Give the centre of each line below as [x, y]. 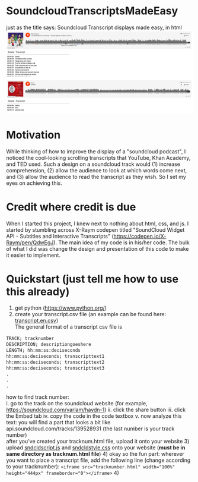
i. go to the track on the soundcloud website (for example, [77, 404]
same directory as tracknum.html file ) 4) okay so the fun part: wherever [95, 454]
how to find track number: [38, 397]
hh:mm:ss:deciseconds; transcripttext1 [55, 357]
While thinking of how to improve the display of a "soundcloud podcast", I [96, 151]
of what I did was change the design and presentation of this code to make [98, 248]
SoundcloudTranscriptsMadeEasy [92, 11]
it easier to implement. [33, 255]
